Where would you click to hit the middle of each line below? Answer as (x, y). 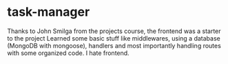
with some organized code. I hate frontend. (68, 53)
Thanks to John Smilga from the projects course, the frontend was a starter (114, 31)
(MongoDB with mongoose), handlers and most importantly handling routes (114, 45)
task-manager (49, 12)
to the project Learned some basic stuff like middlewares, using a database (114, 38)
